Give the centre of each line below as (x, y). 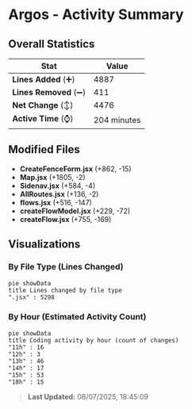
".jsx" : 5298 (32, 297)
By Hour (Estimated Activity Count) (77, 317)
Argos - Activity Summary (96, 15)
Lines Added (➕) (44, 79)
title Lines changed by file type (65, 290)
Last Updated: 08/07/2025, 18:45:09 (88, 396)
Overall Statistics (52, 44)
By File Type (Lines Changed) (66, 267)
